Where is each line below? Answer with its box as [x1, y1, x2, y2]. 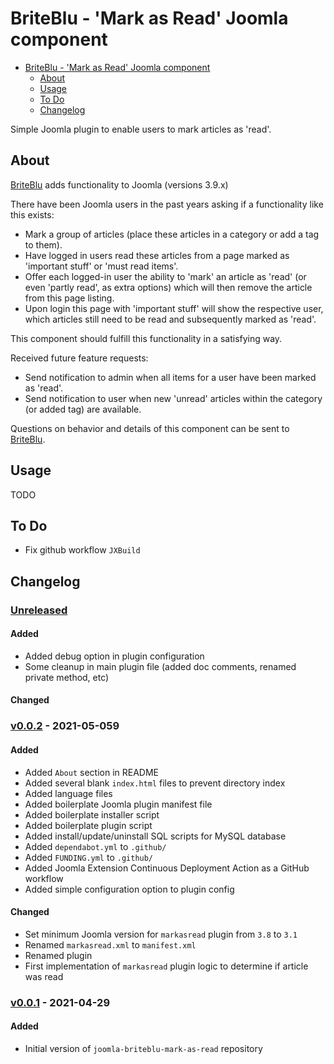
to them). [24, 238, 63, 251]
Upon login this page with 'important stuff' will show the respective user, [24, 302, 324, 314]
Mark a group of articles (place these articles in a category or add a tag [24, 228, 320, 240]
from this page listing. [24, 292, 115, 304]
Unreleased [10, 603, 68, 617]
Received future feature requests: [10, 352, 149, 364]
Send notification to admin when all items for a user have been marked [24, 371, 317, 383]
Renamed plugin [24, 949, 93, 961]
